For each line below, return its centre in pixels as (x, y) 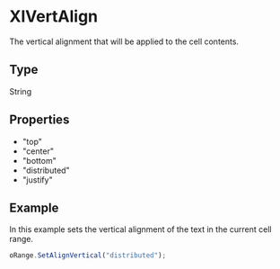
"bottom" (39, 160)
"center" (38, 151)
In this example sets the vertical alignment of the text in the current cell (140, 229)
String (21, 91)
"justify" (37, 179)
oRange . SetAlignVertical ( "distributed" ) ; (88, 256)
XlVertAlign (54, 17)
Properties (39, 120)
